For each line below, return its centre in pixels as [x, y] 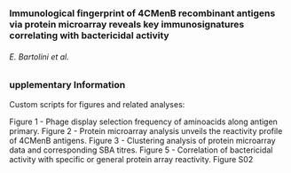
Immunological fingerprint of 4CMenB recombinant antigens [142, 13]
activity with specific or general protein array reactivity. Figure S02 [131, 159]
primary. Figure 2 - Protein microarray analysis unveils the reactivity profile [146, 130]
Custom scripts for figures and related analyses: [97, 104]
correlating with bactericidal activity [90, 35]
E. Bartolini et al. [39, 57]
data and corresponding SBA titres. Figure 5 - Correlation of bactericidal [141, 150]
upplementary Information [67, 85]
